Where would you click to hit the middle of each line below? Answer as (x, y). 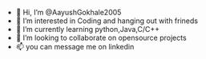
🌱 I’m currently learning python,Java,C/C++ (88, 29)
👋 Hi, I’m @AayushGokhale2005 (69, 12)
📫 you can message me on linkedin (75, 47)
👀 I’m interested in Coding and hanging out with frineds (107, 21)
